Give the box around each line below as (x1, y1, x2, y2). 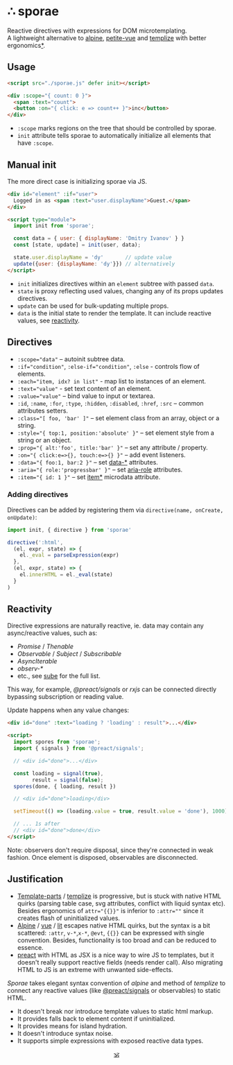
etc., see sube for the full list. (17, 672, 101, 680)
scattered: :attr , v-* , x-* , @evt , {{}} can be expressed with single (17, 928, 205, 937)
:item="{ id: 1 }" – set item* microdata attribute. (17, 472, 161, 481)
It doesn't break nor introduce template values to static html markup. (17, 1007, 214, 1015)
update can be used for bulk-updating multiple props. (17, 302, 169, 310)
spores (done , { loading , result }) (13, 783, 116, 790)
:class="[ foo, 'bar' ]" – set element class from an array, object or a (17, 413, 220, 422)
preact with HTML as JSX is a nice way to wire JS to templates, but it (17, 951, 214, 959)
